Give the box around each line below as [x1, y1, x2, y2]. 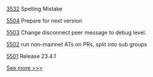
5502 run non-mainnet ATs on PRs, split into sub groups [6, 41, 147, 48]
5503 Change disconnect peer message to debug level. [6, 29, 147, 36]
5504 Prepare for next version [6, 17, 83, 24]
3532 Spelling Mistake [6, 5, 63, 12]
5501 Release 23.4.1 [6, 53, 56, 60]
